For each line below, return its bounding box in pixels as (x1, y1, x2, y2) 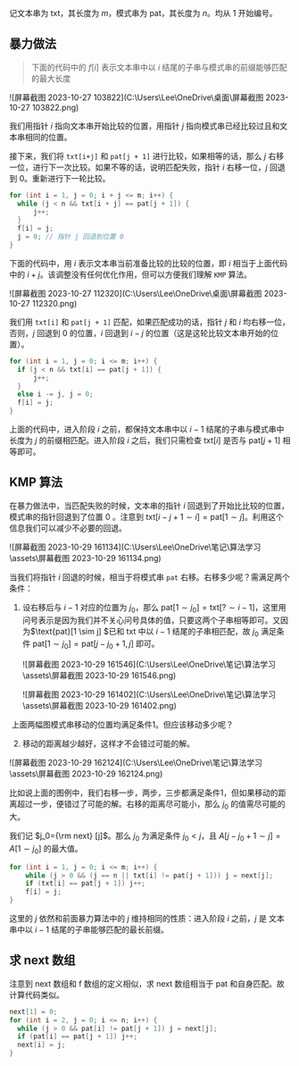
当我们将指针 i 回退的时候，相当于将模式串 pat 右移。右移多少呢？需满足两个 (9, 571, 290, 583)
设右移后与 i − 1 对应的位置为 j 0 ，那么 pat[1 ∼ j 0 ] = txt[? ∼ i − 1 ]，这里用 (21, 601, 287, 615)
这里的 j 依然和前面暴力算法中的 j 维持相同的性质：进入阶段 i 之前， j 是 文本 (9, 913, 286, 924)
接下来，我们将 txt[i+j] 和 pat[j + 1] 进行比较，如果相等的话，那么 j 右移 (9, 150, 284, 161)
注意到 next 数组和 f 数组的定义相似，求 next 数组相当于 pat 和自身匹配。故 (9, 978, 286, 989)
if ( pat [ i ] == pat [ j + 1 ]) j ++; (17, 1032, 138, 1041)
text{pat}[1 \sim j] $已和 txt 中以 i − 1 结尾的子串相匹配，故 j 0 (37, 625, 259, 639)
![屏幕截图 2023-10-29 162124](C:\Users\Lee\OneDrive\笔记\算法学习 (9, 758, 263, 768)
